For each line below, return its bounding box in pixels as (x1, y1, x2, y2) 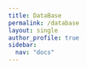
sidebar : (8, 41, 37, 49)
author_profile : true (8, 33, 80, 42)
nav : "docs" (15, 48, 55, 56)
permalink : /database (8, 19, 80, 27)
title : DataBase (8, 11, 62, 20)
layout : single (8, 26, 59, 34)
